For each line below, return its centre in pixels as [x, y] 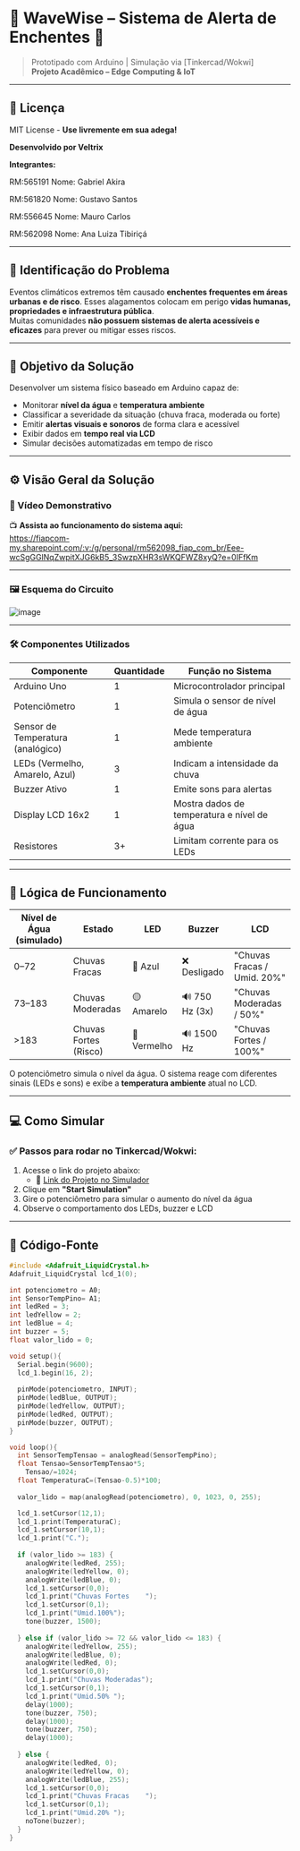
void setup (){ [36, 1356]
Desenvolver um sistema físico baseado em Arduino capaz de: [124, 388]
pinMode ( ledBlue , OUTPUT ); [67, 1398]
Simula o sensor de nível [225, 700]
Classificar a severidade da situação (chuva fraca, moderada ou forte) [151, 414]
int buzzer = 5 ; [39, 1332]
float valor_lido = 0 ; [51, 1340]
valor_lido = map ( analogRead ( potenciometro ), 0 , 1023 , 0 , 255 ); [139, 1497]
